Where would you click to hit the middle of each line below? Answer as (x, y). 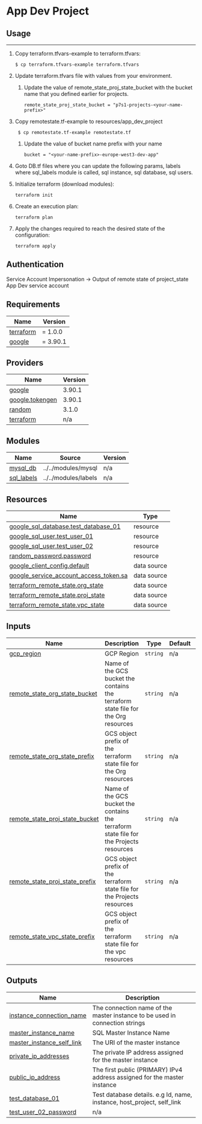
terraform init (34, 195)
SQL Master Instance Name (131, 1032)
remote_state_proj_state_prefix (53, 881)
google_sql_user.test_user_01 (51, 537)
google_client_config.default (49, 566)
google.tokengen (33, 400)
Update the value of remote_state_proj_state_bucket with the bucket (108, 88)
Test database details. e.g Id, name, (142, 1094)
